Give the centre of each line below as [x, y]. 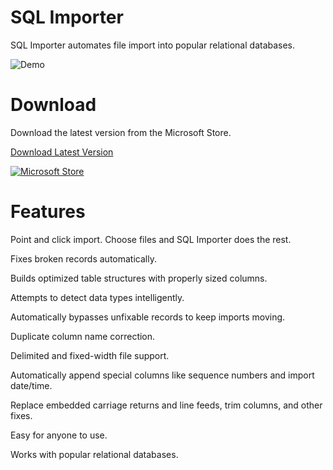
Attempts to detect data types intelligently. [97, 297]
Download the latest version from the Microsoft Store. [121, 132]
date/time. [31, 385]
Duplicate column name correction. [83, 336]
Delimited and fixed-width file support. [90, 355]
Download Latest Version [62, 152]
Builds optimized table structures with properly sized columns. [139, 278]
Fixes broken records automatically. [83, 258]
